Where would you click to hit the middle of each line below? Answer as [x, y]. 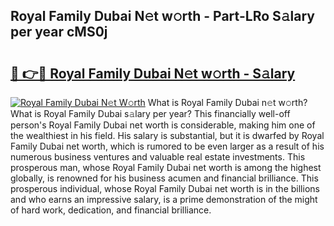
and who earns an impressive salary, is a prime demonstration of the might [164, 199]
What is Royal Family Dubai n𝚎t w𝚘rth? [227, 102]
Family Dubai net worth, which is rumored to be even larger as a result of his [167, 146]
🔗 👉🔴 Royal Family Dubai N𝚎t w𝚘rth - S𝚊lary [153, 73]
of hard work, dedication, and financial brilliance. [111, 210]
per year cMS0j [59, 32]
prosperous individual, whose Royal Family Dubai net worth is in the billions [165, 188]
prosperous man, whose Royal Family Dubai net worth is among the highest [166, 167]
